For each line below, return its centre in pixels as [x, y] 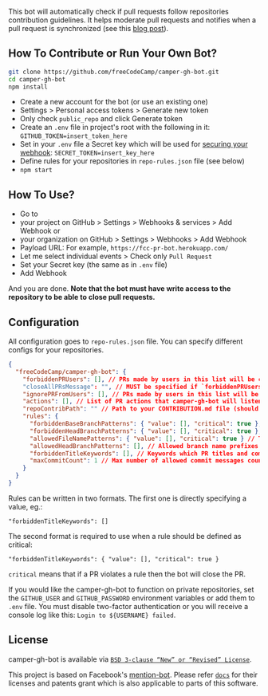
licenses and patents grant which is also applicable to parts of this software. [133, 683]
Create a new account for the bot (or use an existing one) [114, 102]
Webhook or [40, 231]
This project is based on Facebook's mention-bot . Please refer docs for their [133, 674]
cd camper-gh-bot [37, 79]
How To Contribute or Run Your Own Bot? [113, 54]
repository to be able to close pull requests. [82, 297]
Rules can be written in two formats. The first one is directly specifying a [128, 498]
